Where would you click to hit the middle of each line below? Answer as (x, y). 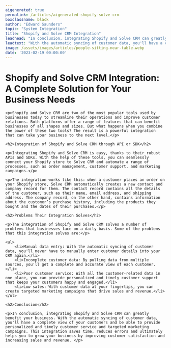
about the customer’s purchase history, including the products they (81, 202)
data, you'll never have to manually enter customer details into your (83, 251)
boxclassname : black (27, 19)
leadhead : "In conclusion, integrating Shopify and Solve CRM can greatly (86, 39)
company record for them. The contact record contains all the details (83, 189)
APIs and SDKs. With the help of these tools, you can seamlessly (77, 158)
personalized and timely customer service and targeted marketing (77, 327)
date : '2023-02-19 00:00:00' (36, 52)
